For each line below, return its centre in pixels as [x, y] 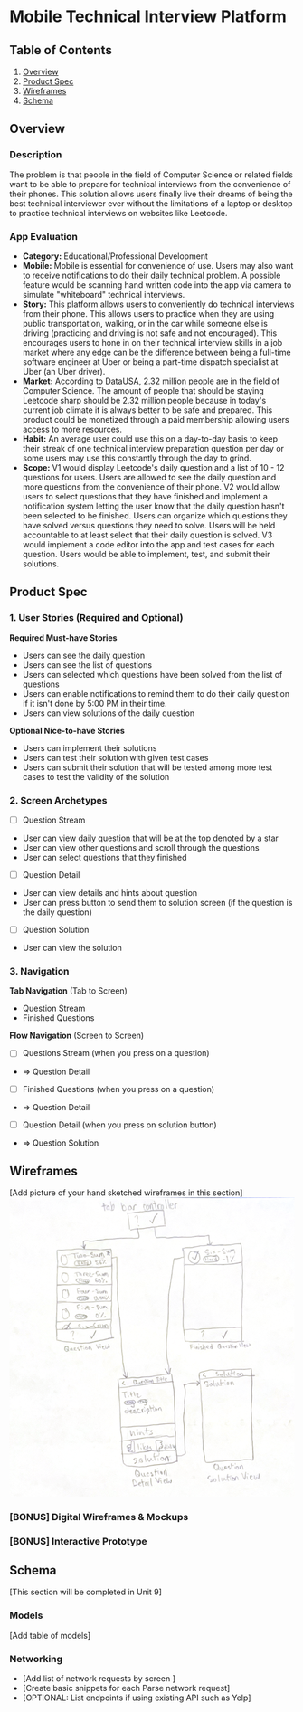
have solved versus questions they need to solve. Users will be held [149, 525]
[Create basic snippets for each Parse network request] [126, 1688]
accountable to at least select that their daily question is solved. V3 [147, 535]
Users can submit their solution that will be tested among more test [147, 767]
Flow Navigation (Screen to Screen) [77, 1036]
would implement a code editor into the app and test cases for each [148, 544]
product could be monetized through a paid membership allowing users [156, 419]
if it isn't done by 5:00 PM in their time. [95, 703]
